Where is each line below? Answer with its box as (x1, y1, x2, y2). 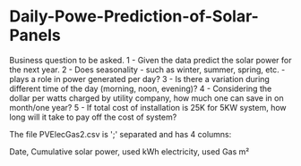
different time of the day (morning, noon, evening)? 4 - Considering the (9, 83, 272, 94)
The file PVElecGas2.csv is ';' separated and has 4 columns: (9, 129, 232, 139)
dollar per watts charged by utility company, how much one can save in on (9, 92, 284, 104)
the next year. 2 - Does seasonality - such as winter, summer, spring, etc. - (9, 64, 286, 75)
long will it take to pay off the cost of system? (9, 112, 177, 122)
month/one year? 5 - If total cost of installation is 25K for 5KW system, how (9, 102, 287, 112)
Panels (9, 25, 61, 46)
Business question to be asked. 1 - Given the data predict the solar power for (9, 54, 292, 65)
